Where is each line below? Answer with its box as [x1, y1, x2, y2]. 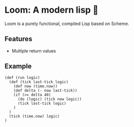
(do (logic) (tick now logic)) [17, 97, 82, 102]
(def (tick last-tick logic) [9, 79, 69, 84]
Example [4, 62, 32, 71]
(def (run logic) [4, 75, 40, 80]
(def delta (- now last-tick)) [13, 88, 78, 93]
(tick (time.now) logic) [9, 114, 60, 119]
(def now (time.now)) [13, 83, 57, 89]
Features [4, 35, 32, 43]
